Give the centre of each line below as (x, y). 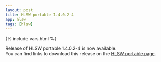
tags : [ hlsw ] (19, 24)
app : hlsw (16, 19)
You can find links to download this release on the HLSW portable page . (81, 54)
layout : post (19, 10)
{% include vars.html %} (31, 39)
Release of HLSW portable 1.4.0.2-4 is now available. (61, 48)
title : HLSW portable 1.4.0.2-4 (39, 15)
